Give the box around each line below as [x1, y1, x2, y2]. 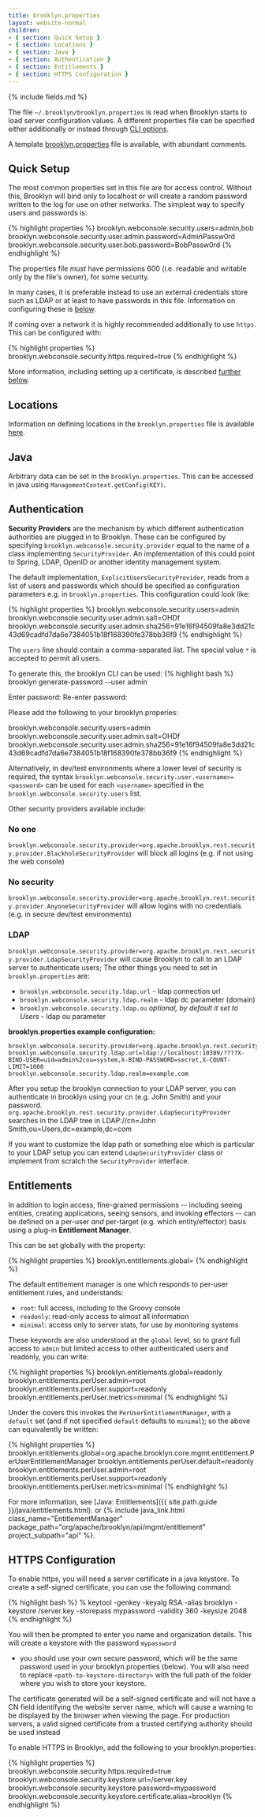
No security [8, 877, 54, 888]
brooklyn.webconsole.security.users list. [8, 789, 142, 798]
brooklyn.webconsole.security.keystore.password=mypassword [8, 1783, 217, 1793]
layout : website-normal [8, 19, 87, 27]
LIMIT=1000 [8, 1062, 44, 1070]
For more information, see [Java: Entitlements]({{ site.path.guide [8, 1497, 218, 1506]
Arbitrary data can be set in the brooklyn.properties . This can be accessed [8, 471, 254, 481]
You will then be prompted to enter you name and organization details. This [8, 1630, 252, 1639]
